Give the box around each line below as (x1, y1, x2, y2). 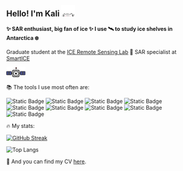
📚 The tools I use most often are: (6, 84, 90, 91)
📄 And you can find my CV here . (6, 158, 87, 166)
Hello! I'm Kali (6, 8, 60, 19)
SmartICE (6, 55, 30, 62)
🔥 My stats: (6, 122, 35, 130)
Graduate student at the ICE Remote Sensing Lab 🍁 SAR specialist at (6, 49, 177, 56)
